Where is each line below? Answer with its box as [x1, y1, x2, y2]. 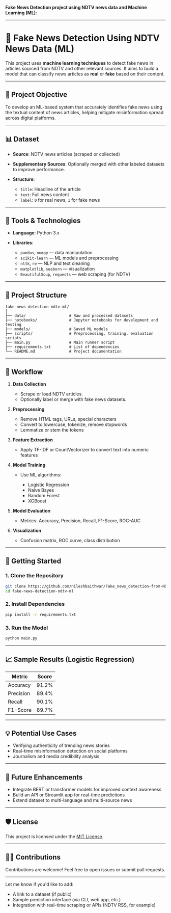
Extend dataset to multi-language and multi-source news [12, 797, 132, 803]
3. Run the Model [5, 624, 48, 631]
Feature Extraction [12, 437, 53, 443]
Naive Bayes [27, 487, 54, 493]
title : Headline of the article [20, 186, 81, 192]
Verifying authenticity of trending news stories [12, 742, 110, 748]
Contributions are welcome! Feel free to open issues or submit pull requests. [5, 866, 165, 873]
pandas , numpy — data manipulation [20, 250, 93, 256]
